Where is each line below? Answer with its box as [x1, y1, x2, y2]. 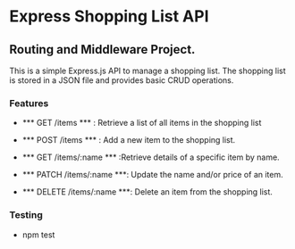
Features [9, 96, 49, 109]
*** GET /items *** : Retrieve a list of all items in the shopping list [21, 118, 262, 129]
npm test [21, 229, 55, 240]
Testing [9, 209, 43, 221]
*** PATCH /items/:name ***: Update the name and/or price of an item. [21, 170, 283, 180]
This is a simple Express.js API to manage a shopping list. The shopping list [9, 65, 286, 76]
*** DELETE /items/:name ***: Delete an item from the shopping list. [21, 187, 273, 197]
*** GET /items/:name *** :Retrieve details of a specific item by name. [21, 152, 280, 162]
